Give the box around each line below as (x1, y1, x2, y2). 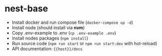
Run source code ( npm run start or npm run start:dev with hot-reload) (11, 40, 158, 46)
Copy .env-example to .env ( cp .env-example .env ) (11, 30, 116, 36)
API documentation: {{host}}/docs (11, 46, 83, 52)
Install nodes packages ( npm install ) (11, 35, 88, 41)
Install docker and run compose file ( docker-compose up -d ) (11, 19, 134, 25)
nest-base (4, 3, 48, 14)
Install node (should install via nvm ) (11, 24, 85, 30)
